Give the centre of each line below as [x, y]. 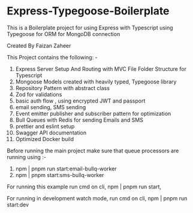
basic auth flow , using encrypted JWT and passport [80, 101]
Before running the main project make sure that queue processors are [93, 151]
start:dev [18, 205]
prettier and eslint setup [45, 126]
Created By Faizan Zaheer [39, 46]
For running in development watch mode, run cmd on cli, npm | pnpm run [97, 198]
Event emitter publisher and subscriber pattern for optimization [93, 113]
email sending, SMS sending [51, 107]
